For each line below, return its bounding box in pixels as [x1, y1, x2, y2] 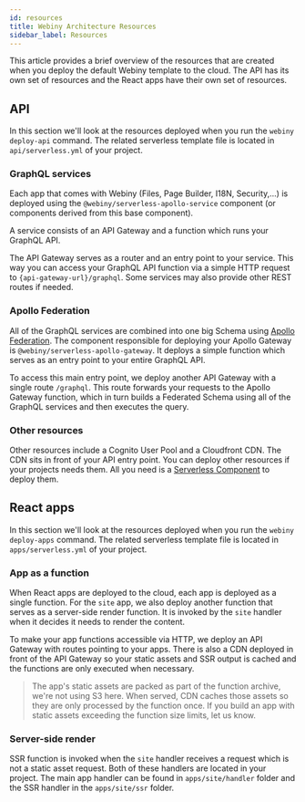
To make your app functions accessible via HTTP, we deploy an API [9, 634, 263, 645]
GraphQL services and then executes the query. [9, 401, 189, 411]
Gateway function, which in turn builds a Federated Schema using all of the [9, 391, 291, 402]
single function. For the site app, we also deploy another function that [9, 597, 273, 608]
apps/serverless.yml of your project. [9, 544, 147, 555]
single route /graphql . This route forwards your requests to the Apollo [9, 381, 271, 392]
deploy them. [9, 474, 59, 484]
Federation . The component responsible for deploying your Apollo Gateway [9, 335, 292, 346]
